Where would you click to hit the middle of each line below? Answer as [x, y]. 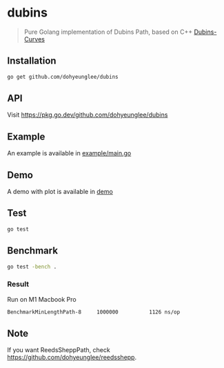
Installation [32, 61]
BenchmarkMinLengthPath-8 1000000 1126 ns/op [94, 312]
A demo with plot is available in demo [60, 192]
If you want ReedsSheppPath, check [59, 350]
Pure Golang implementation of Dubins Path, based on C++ [108, 32]
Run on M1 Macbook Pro [42, 299]
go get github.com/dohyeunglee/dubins [63, 77]
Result [18, 284]
